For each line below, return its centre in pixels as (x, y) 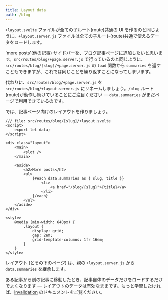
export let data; (32, 130)
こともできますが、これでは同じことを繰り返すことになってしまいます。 (79, 71)
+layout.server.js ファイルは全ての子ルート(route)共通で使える (85, 36)
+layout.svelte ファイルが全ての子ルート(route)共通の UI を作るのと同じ (80, 29)
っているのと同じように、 (119, 59)
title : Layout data (26, 10)
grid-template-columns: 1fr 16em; (68, 240)
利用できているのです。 (42, 101)
